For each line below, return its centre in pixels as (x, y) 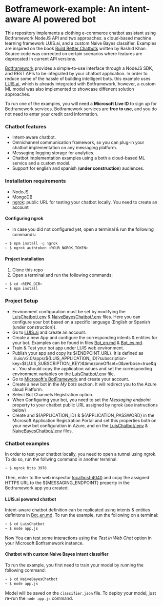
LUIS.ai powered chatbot (31, 499)
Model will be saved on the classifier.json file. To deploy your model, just (81, 593)
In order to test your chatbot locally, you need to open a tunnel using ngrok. (81, 454)
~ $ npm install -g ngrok (31, 243)
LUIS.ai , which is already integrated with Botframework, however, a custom (81, 83)
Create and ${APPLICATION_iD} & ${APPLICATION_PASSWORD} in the (83, 415)
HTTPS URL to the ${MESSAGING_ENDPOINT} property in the (68, 483)
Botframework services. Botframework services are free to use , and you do (81, 109)
